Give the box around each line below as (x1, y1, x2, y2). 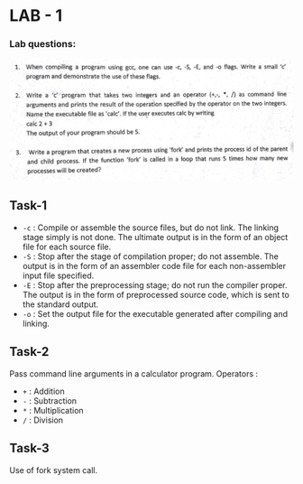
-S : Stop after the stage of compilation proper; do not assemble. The (22, 250, 280, 262)
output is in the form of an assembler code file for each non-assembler (22, 260, 287, 271)
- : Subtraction (22, 395, 78, 406)
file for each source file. (22, 241, 111, 252)
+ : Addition (22, 386, 65, 396)
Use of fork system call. (9, 464, 97, 475)
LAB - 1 (9, 5, 63, 26)
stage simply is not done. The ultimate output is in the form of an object (22, 231, 289, 242)
